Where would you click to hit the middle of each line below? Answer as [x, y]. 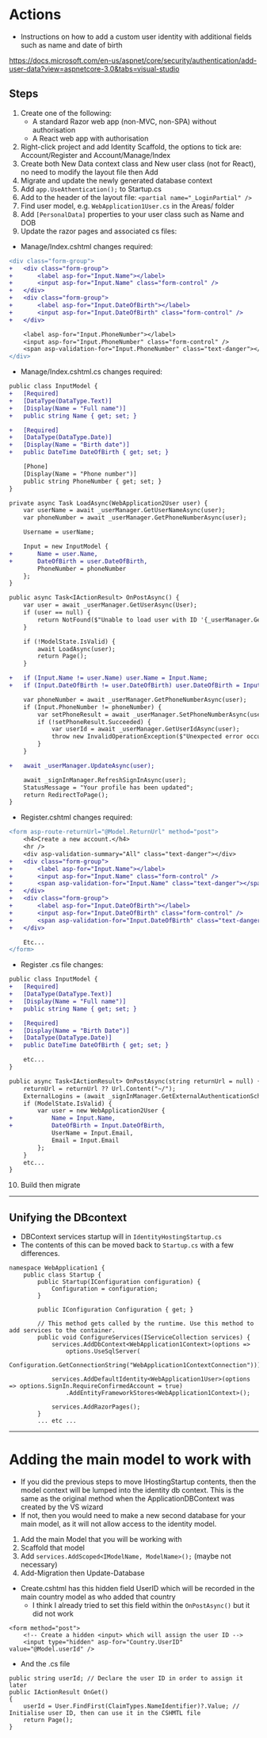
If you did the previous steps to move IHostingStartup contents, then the [138, 1482]
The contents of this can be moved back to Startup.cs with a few [127, 1245]
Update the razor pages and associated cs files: [99, 231]
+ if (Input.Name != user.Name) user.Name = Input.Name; [109, 678]
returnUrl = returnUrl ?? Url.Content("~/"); [100, 1089]
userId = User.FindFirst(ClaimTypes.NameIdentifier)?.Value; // [132, 1706]
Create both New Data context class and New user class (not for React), [138, 164]
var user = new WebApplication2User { [101, 1111]
